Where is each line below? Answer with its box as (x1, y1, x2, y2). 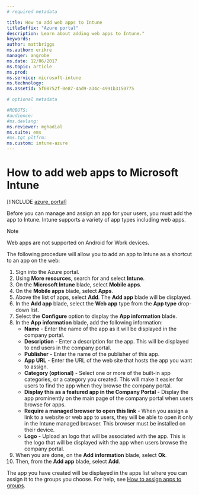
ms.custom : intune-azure (7, 140, 68, 146)
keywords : (7, 36, 31, 42)
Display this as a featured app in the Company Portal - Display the (24, 388, 189, 395)
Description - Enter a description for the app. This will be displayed (24, 338, 189, 345)
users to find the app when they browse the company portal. (24, 382, 172, 389)
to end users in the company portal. (24, 344, 111, 351)
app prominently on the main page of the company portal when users (24, 395, 194, 402)
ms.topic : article (7, 64, 52, 70)
